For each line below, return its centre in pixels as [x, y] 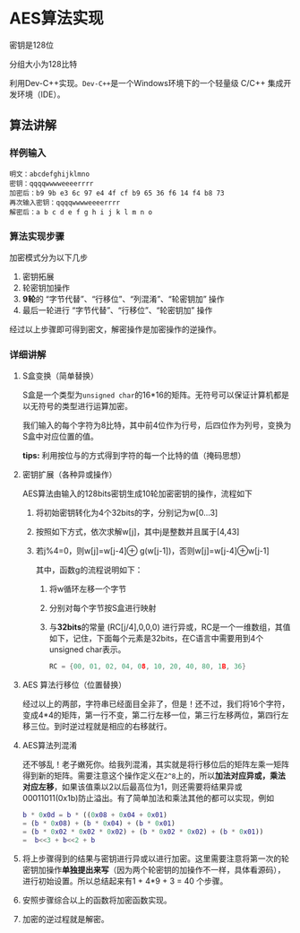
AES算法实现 [57, 18]
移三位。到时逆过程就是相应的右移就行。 [97, 727]
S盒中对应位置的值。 [60, 437]
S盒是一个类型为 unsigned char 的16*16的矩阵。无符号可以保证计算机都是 [155, 395]
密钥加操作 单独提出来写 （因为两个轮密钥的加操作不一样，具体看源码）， [154, 869]
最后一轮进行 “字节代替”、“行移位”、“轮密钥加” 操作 [117, 310]
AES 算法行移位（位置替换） [74, 685]
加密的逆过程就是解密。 [65, 919]
